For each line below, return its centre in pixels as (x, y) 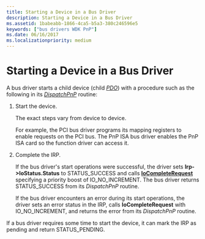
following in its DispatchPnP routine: (52, 94)
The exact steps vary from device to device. (71, 118)
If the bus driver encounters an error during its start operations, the (100, 198)
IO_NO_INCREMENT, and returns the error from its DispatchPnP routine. (106, 211)
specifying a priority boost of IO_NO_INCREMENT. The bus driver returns (107, 180)
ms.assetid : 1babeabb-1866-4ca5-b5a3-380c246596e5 (72, 23)
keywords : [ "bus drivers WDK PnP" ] (52, 29)
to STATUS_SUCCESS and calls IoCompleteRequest (127, 173)
